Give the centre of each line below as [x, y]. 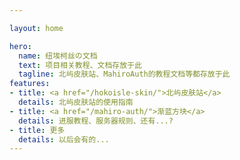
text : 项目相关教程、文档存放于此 [80, 65]
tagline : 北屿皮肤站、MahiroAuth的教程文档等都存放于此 [124, 74]
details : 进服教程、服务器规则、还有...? [96, 121]
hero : [20, 46]
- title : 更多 [37, 130]
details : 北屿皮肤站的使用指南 [76, 102]
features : [30, 84]
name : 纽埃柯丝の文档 [58, 56]
